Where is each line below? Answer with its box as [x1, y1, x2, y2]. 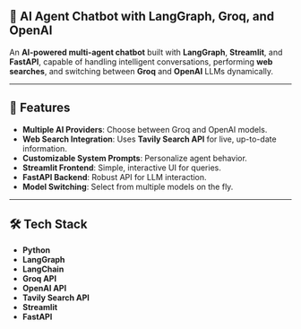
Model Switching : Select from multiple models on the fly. [21, 181, 234, 192]
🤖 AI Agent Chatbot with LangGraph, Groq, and [9, 9, 275, 24]
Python [21, 245, 51, 255]
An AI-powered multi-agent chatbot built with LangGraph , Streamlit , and [9, 47, 283, 57]
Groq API [21, 273, 56, 284]
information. [21, 143, 67, 153]
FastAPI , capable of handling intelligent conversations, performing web [9, 56, 273, 67]
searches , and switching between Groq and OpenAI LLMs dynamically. [9, 65, 274, 76]
